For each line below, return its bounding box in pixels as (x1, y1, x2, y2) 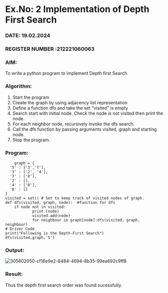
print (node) (32, 209, 59, 214)
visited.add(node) (32, 213, 71, 218)
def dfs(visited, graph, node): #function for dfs (5, 200, 115, 205)
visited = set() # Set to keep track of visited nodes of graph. (5, 195, 144, 201)
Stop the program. (12, 137, 51, 143)
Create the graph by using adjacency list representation (12, 99, 128, 106)
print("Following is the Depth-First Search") (5, 230, 104, 236)
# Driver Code (5, 226, 35, 231)
